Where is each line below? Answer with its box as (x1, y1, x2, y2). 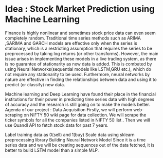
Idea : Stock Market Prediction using (5, 3, 155, 15)
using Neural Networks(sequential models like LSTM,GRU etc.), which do (5, 66, 152, 72)
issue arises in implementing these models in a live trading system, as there (5, 56, 157, 61)
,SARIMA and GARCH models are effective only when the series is (5, 40, 137, 46)
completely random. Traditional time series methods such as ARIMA (5, 35, 141, 41)
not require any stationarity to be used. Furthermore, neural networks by (5, 71, 150, 77)
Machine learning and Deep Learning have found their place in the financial (5, 91, 156, 97)
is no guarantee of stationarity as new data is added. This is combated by (5, 61, 152, 67)
